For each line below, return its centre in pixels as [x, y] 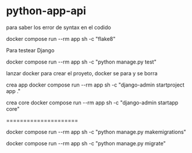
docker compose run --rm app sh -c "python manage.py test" [81, 62]
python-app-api [46, 11]
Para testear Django [30, 50]
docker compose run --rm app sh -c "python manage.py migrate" [86, 143]
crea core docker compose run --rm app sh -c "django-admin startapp [92, 103]
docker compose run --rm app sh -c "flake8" [61, 39]
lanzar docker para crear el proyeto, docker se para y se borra [82, 73]
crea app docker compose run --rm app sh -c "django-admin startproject [95, 85]
